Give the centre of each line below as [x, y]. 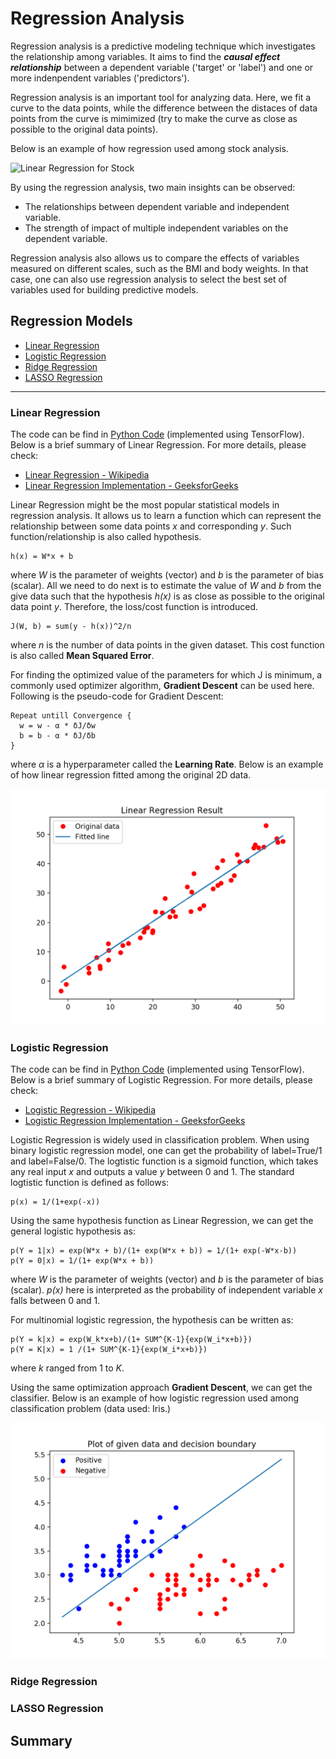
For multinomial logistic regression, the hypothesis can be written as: [152, 1320]
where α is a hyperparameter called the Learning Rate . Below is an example [167, 764]
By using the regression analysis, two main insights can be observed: [153, 187]
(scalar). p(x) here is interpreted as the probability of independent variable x [167, 1290]
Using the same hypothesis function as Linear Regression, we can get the [162, 1221]
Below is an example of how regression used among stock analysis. [149, 148]
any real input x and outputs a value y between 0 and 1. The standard [152, 1172]
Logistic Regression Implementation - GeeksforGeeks [135, 1121]
